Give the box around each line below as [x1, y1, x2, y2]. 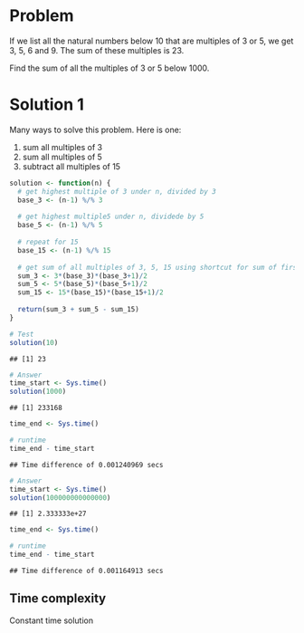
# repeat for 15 [17, 237, 79, 246]
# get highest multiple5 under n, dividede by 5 [17, 212, 204, 222]
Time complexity [9, 590, 107, 607]
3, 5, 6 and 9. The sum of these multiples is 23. [9, 44, 185, 55]
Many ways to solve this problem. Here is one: [9, 124, 182, 135]
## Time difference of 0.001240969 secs [9, 460, 165, 469]
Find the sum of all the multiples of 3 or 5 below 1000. [9, 62, 210, 73]
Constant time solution [9, 615, 94, 626]
